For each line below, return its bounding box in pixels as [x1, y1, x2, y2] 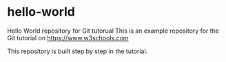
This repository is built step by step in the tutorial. [7, 47, 148, 55]
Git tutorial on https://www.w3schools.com [7, 33, 129, 42]
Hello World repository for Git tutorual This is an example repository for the [7, 27, 219, 35]
